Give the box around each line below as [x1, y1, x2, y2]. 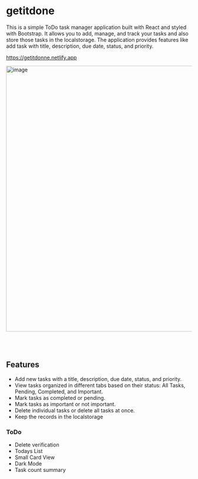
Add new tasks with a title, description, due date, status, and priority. [14, 375, 182, 382]
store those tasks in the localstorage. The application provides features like [6, 36, 189, 43]
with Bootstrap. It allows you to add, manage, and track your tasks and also [6, 30, 189, 37]
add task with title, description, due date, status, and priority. [6, 43, 154, 50]
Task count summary [14, 467, 66, 474]
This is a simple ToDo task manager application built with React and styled [6, 24, 187, 31]
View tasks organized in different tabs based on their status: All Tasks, [14, 382, 186, 389]
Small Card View [14, 454, 55, 461]
